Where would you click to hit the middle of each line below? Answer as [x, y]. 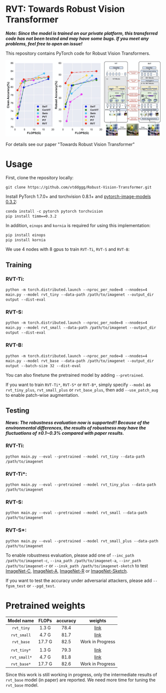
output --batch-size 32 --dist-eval [43, 366]
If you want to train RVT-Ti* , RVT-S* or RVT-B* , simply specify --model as [78, 385]
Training [19, 265]
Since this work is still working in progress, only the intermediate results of [82, 675]
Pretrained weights [45, 605]
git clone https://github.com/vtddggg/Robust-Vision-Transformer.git [79, 188]
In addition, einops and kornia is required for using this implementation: [78, 226]
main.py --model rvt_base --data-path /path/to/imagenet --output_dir [80, 361]
